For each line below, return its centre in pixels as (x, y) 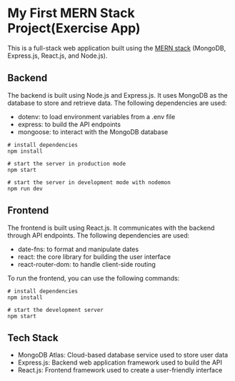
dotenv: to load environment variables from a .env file (96, 116)
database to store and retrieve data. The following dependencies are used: (117, 103)
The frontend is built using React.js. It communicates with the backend (111, 228)
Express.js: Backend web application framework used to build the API (120, 362)
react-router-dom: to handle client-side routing (86, 264)
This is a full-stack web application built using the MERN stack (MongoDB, (117, 48)
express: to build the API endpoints (69, 124)
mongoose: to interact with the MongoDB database (93, 132)
